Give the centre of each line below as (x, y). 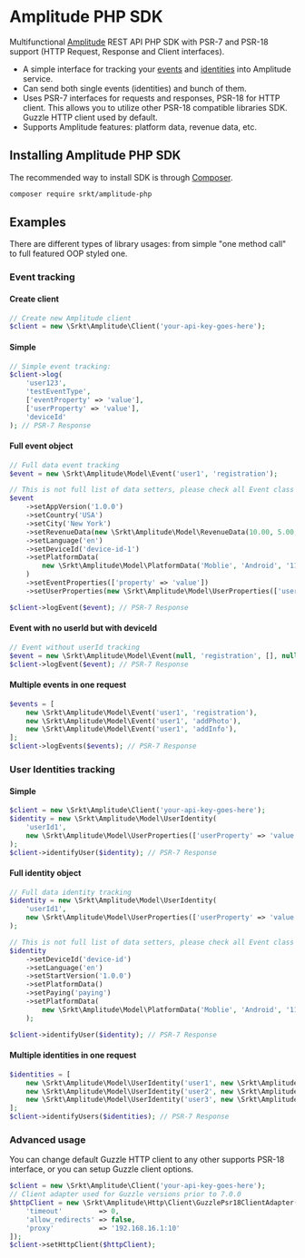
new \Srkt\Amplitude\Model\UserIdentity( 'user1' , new (129, 1083)
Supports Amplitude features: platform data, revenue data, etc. (139, 127)
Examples (38, 223)
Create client (34, 299)
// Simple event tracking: (60, 366)
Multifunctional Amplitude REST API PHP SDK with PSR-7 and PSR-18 (139, 42)
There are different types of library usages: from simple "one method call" (148, 244)
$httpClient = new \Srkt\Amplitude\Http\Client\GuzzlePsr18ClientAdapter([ (156, 1203)
